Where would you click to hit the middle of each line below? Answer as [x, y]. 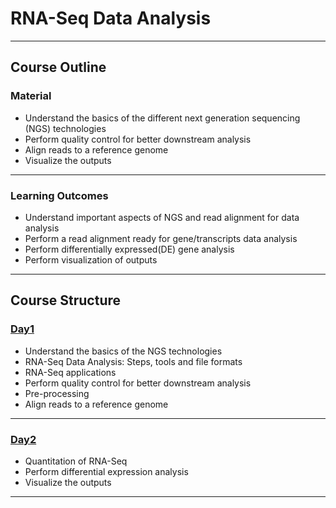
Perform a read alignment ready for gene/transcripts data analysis [161, 238]
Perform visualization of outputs [91, 259]
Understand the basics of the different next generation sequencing [162, 118]
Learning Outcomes [59, 195]
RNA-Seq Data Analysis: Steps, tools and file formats [133, 361]
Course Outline [58, 67]
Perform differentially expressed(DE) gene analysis [129, 249]
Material [31, 96]
